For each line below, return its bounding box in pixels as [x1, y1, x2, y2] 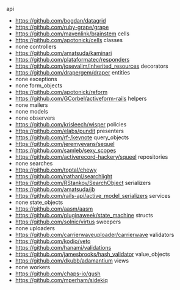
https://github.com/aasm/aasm [15, 205, 93, 212]
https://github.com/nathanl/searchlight [15, 173, 113, 179]
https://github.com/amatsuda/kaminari [15, 49, 112, 57]
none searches [15, 160, 53, 167]
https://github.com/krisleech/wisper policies [15, 121, 127, 128]
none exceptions [15, 76, 57, 82]
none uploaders [15, 225, 55, 231]
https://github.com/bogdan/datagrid [15, 17, 106, 24]
